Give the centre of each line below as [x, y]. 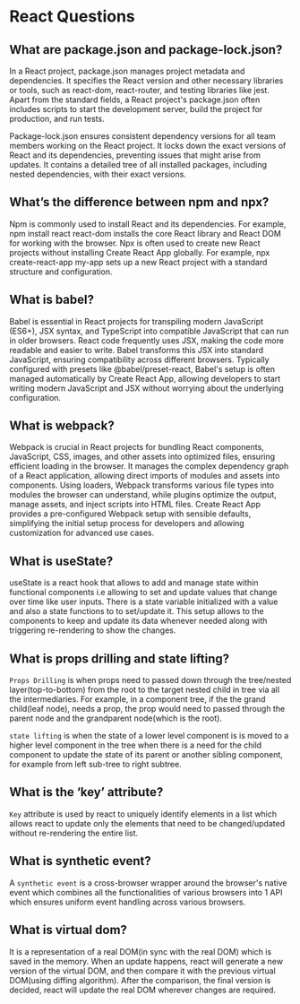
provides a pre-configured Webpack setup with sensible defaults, [130, 514]
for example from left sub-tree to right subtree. [95, 765]
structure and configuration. [61, 272]
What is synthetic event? [81, 861]
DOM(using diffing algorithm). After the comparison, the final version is [140, 980]
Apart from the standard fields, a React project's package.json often [135, 100]
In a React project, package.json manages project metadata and [127, 71]
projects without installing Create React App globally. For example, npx [140, 252]
